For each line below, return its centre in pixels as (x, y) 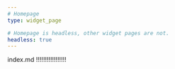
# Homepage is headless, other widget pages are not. (89, 33)
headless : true (30, 39)
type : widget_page (34, 20)
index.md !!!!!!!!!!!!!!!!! (37, 60)
